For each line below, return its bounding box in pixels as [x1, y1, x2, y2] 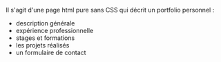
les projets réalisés [15, 41, 70, 49]
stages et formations [15, 34, 75, 42]
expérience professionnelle [15, 27, 94, 34]
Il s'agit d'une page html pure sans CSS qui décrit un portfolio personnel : [6, 6, 215, 14]
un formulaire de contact [15, 48, 86, 56]
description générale [15, 19, 75, 27]
